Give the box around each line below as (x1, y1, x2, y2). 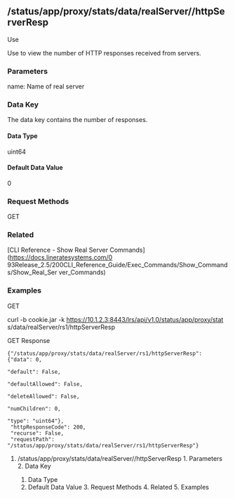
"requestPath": (10, 436, 55, 443)
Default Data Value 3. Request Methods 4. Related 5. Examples (27, 483, 209, 491)
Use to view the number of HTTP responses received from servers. (7, 48, 201, 57)
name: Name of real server (7, 82, 85, 90)
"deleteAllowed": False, (7, 393, 80, 400)
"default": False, (7, 368, 61, 375)
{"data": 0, (7, 356, 42, 363)
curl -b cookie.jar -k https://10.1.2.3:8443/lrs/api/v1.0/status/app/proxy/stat (7, 315, 224, 323)
